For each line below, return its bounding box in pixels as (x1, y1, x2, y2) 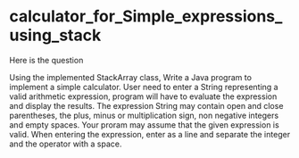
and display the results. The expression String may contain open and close (9, 100, 284, 111)
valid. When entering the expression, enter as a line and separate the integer (9, 129, 291, 139)
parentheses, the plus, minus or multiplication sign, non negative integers (9, 110, 279, 121)
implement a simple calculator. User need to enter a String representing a (9, 81, 278, 92)
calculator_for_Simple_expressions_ (9, 6, 283, 27)
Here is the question (9, 54, 84, 65)
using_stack (9, 25, 102, 46)
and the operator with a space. (9, 138, 122, 149)
